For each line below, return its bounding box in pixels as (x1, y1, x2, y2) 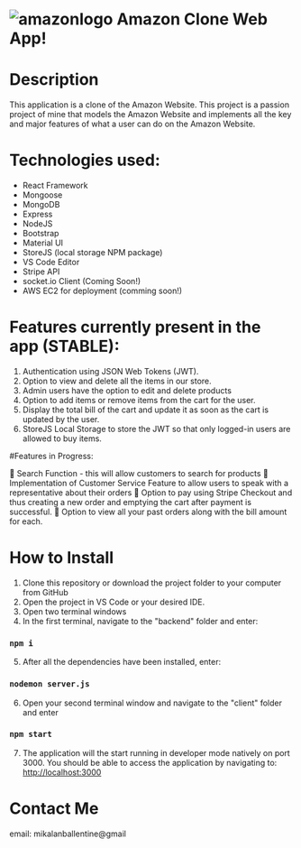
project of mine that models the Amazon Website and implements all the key (9, 109, 292, 120)
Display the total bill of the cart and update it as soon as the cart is (22, 404, 269, 415)
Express (22, 208, 53, 220)
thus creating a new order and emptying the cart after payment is (9, 497, 252, 507)
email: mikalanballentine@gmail (9, 828, 126, 839)
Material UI (22, 237, 64, 248)
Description (9, 69, 99, 90)
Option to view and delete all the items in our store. (22, 375, 212, 386)
